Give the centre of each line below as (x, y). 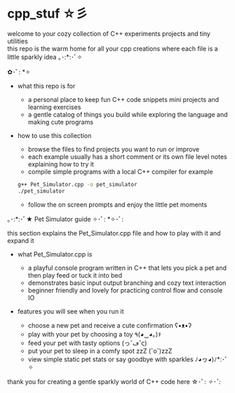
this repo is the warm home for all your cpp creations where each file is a (113, 49)
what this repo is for (46, 86)
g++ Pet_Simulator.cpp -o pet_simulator (77, 184)
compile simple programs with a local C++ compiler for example (120, 172)
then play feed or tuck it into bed (75, 275)
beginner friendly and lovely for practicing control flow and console (125, 290)
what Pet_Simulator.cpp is (55, 254)
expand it (21, 240)
